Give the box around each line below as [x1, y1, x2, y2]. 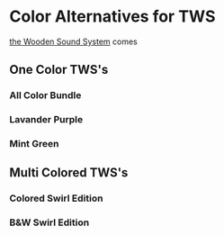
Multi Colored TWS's [9, 165, 129, 181]
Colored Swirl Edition [9, 192, 103, 204]
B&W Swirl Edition [9, 216, 90, 229]
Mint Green [9, 138, 59, 150]
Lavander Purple [9, 113, 84, 126]
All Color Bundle [9, 89, 82, 102]
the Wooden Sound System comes [9, 36, 138, 47]
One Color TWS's [9, 62, 109, 77]
